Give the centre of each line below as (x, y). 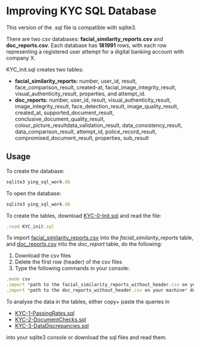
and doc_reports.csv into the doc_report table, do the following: (84, 244)
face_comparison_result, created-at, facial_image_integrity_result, (96, 87)
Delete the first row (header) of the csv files (68, 262)
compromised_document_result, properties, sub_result (82, 137)
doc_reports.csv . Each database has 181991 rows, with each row (86, 45)
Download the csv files (43, 256)
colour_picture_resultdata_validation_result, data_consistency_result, (99, 125)
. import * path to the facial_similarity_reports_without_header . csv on (97, 285)
